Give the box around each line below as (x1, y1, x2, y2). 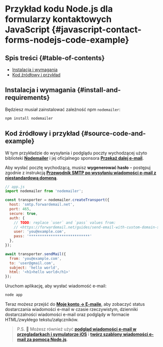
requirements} (5, 93, 50, 102)
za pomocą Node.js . (26, 337, 68, 342)
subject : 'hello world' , (9, 265, 60, 270)
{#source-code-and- (81, 129, 146, 138)
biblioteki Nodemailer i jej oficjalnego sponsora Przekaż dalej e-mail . (5, 155, 144, 161)
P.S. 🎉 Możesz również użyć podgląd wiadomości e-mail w (16, 326, 137, 332)
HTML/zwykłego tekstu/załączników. (5, 317, 79, 322)
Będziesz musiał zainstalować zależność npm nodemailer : (5, 106, 121, 112)
